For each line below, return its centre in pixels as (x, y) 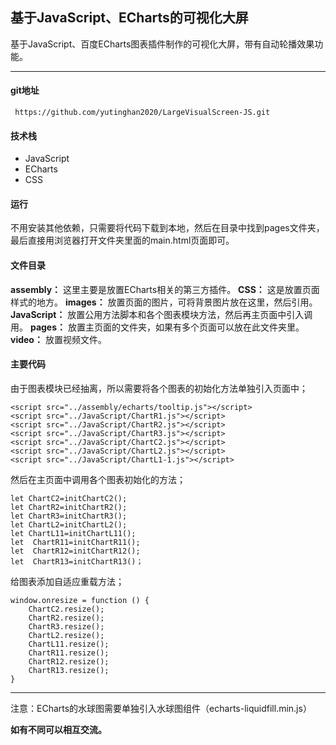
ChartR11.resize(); (69, 653)
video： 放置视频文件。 (58, 339)
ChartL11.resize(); (69, 644)
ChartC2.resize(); (66, 609)
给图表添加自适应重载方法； (67, 581)
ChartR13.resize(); (69, 670)
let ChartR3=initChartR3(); (69, 516)
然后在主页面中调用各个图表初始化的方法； (98, 479)
